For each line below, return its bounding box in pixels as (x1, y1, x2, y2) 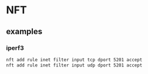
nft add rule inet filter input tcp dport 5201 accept (6, 57, 143, 62)
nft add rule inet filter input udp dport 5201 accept (6, 62, 143, 68)
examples (6, 27, 43, 36)
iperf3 (6, 44, 25, 52)
